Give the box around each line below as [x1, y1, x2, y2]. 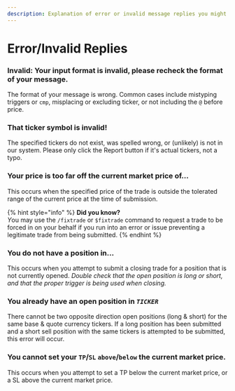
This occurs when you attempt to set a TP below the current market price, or [7, 368, 228, 376]
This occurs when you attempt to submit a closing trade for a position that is [7, 264, 227, 272]
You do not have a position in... [7, 248, 114, 258]
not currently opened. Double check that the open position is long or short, [7, 272, 223, 279]
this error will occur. [7, 335, 65, 343]
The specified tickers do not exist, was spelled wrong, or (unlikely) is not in [7, 138, 223, 147]
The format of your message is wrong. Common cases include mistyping [7, 91, 218, 99]
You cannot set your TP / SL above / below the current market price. [7, 352, 226, 362]
